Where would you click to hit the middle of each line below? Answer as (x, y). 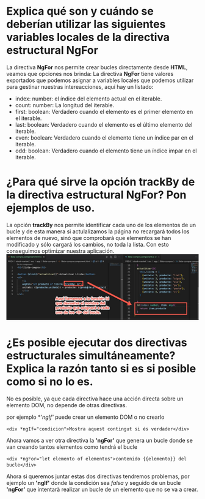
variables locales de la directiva (88, 37)
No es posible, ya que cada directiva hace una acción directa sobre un (95, 399)
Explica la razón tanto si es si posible (101, 368)
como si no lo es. (50, 381)
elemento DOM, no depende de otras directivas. (67, 405)
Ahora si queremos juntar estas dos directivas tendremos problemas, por (98, 476)
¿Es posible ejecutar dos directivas (97, 343)
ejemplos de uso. (51, 208)
